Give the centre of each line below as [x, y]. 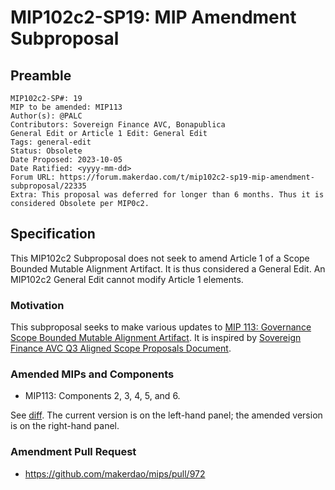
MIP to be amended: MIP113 [66, 107]
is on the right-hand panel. [65, 426]
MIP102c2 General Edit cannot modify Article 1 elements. [127, 279]
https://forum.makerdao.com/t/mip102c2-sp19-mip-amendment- [187, 177]
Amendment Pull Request [73, 452]
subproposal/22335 [48, 186]
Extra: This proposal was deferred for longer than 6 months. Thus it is [167, 195]
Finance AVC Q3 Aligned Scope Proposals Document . [121, 348]
